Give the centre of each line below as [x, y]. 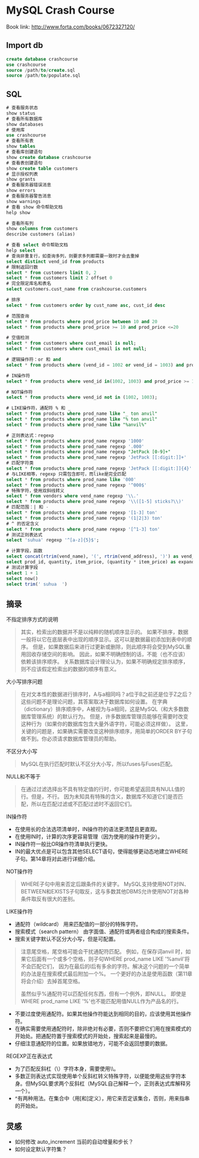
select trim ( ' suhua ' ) [37, 584]
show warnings [24, 201]
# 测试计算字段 [22, 567]
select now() [22, 578]
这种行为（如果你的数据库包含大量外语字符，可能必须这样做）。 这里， [106, 724]
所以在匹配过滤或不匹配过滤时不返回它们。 [83, 804]
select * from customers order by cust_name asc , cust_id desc [86, 305]
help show [18, 212]
